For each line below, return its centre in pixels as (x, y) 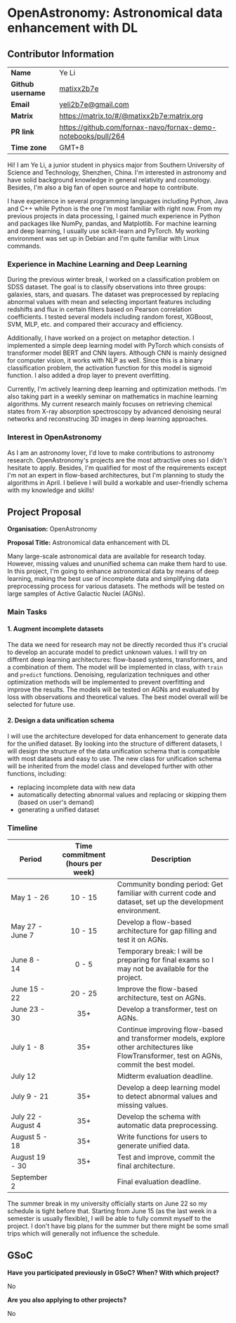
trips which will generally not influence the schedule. (84, 1234)
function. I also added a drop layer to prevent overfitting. (89, 375)
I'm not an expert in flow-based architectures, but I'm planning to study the (116, 475)
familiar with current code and (166, 894)
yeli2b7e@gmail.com (94, 105)
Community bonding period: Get (170, 884)
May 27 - (27, 927)
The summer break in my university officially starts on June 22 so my (107, 1204)
